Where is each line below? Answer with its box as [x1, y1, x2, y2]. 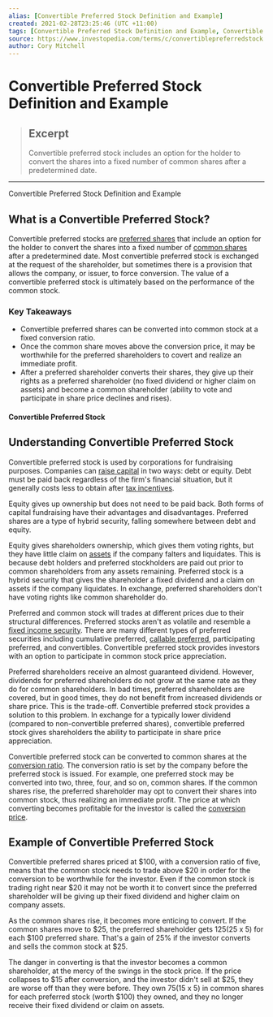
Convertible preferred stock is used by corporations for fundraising [8, 457, 233, 467]
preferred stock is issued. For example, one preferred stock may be [8, 768, 234, 778]
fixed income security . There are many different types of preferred [8, 625, 232, 634]
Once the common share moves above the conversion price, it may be [19, 342, 256, 352]
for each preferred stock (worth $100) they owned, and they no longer [8, 992, 244, 1002]
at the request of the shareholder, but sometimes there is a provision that [8, 259, 253, 269]
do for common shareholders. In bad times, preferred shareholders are [8, 684, 245, 694]
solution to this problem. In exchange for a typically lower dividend [8, 710, 232, 720]
